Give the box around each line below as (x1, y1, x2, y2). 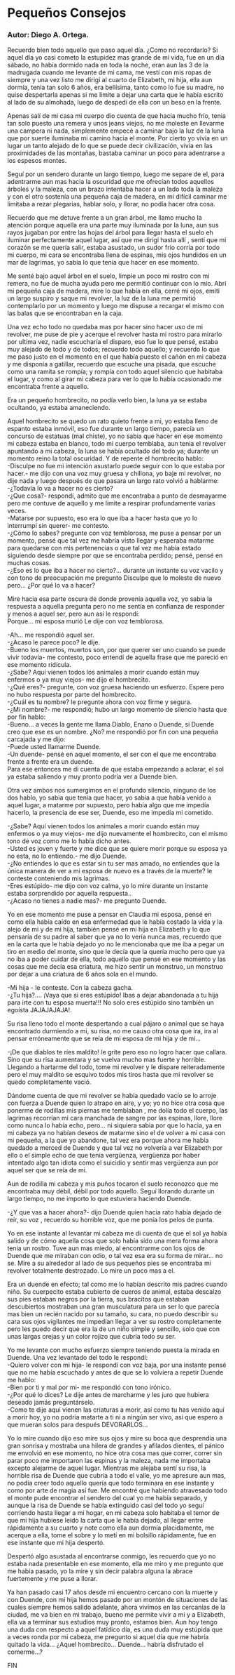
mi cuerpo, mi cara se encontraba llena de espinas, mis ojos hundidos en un (7, 251, 227, 259)
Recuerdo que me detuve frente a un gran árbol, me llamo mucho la (7, 213, 203, 222)
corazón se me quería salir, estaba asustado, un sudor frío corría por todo (7, 244, 220, 252)
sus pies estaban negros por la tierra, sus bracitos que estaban (7, 1295, 190, 1304)
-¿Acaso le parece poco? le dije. (7, 638, 100, 647)
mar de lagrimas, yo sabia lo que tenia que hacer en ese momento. (7, 258, 199, 267)
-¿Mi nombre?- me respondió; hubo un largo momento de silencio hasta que (7, 706, 227, 714)
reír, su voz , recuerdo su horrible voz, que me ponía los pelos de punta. (7, 1216, 215, 1224)
